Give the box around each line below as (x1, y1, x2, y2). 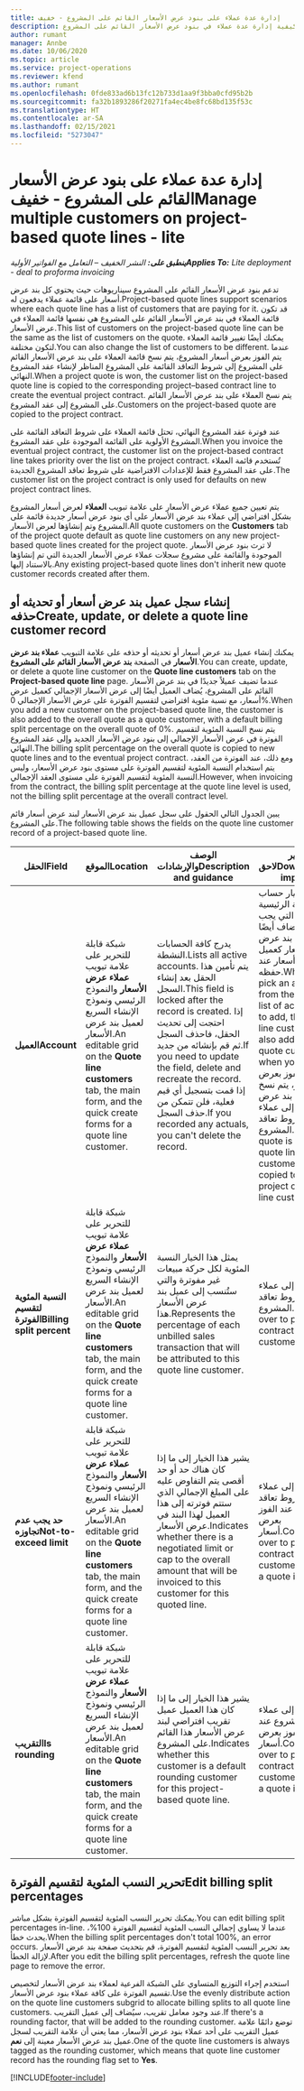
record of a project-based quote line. (10, 827, 148, 837)
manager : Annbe (10, 38, 68, 48)
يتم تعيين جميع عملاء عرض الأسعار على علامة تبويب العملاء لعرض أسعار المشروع (10, 501, 280, 512)
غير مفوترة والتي (156, 1273, 221, 1286)
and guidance (172, 871, 234, 884)
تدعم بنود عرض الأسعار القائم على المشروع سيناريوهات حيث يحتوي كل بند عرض (10, 283, 279, 294)
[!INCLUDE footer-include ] (10, 2072, 106, 2083)
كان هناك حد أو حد (156, 1463, 226, 1476)
